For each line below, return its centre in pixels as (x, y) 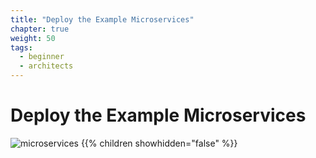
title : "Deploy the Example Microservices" (102, 19)
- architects (46, 66)
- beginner (42, 57)
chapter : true (40, 29)
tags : (21, 47)
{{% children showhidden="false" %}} (159, 143)
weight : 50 (33, 38)
